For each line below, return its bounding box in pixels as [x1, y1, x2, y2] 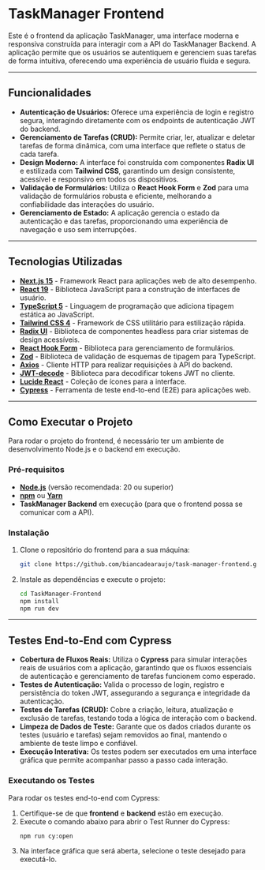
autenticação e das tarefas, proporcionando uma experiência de [19, 216, 229, 226]
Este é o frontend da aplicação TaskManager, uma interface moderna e [8, 31, 239, 40]
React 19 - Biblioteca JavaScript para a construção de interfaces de [19, 284, 241, 294]
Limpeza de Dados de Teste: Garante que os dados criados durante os [19, 722, 251, 731]
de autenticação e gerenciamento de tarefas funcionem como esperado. [19, 672, 256, 681]
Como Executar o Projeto [8, 415, 133, 429]
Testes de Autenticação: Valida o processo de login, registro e [19, 680, 225, 689]
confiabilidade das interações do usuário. [19, 199, 155, 209]
